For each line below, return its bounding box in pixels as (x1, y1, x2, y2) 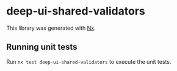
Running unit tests (6, 42, 78, 52)
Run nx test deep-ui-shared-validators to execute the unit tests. (6, 58, 172, 65)
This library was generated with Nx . (6, 24, 96, 32)
